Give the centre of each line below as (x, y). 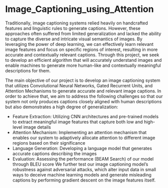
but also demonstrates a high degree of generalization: (62, 107)
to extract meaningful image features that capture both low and (78, 122)
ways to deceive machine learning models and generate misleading (82, 175)
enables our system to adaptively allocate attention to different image (84, 138)
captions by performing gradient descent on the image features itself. (84, 180)
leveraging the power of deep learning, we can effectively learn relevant (79, 44)
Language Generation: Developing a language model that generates (82, 148)
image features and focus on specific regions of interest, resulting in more (81, 49)
